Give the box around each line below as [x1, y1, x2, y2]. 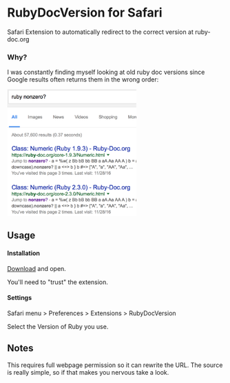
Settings [7, 294, 32, 302]
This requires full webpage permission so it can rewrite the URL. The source [7, 361, 223, 369]
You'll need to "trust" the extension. [7, 278, 109, 286]
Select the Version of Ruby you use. [7, 322, 109, 330]
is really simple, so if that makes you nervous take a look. [7, 368, 169, 376]
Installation [7, 249, 40, 257]
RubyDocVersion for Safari [7, 5, 163, 21]
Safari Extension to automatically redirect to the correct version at [7, 28, 194, 36]
